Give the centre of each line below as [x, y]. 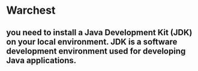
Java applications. [41, 60]
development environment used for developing [96, 51]
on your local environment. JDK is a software [92, 41]
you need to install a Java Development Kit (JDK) [99, 33]
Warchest [31, 10]
